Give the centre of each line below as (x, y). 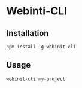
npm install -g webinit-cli (41, 47)
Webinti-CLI (37, 11)
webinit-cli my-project (36, 79)
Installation (28, 33)
